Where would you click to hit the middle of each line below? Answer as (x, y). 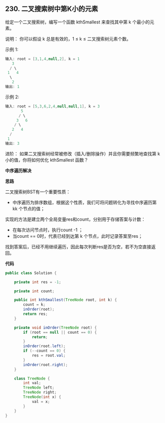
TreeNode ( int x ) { (42, 397)
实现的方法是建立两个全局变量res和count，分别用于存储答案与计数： (76, 219)
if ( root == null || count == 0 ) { (60, 332)
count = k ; (34, 305)
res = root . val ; (49, 356)
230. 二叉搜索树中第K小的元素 (52, 9)
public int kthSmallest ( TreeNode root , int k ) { (66, 300)
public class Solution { (31, 273)
